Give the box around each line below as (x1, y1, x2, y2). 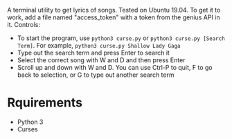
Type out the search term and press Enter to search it (17, 48, 170, 57)
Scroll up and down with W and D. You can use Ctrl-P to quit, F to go (17, 64, 213, 71)
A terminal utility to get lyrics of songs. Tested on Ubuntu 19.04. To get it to (7, 6, 221, 14)
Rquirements (7, 95, 83, 111)
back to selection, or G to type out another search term (17, 71, 175, 79)
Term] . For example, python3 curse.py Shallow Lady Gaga (17, 41, 181, 49)
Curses (17, 124, 38, 133)
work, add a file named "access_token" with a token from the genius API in (7, 13, 220, 21)
